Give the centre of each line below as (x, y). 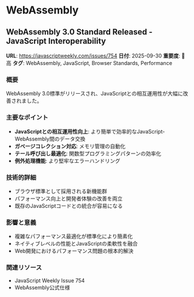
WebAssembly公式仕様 (42, 288)
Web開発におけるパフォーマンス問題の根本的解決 (74, 251)
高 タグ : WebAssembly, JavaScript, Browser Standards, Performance (89, 63)
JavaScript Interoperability (56, 41)
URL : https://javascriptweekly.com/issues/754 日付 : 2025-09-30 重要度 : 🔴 (96, 56)
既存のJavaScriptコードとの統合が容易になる (69, 206)
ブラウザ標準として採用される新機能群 (61, 191)
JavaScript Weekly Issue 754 (50, 281)
